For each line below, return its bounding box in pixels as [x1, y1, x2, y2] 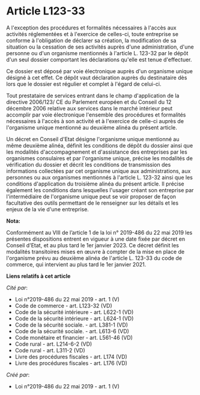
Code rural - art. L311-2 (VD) [14, 346, 85, 354]
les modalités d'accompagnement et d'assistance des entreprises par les [6, 148, 187, 155]
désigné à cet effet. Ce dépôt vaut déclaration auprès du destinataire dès [6, 74, 187, 81]
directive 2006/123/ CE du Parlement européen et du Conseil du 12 [6, 98, 172, 106]
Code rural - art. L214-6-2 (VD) [14, 340, 92, 348]
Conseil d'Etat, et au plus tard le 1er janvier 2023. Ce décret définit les [6, 241, 179, 249]
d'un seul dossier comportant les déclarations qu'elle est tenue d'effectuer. [6, 56, 192, 63]
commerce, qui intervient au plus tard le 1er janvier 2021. [6, 261, 147, 268]
